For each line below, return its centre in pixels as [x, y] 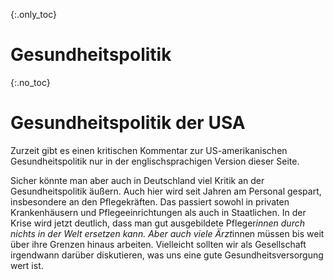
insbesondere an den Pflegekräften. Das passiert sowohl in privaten [150, 201]
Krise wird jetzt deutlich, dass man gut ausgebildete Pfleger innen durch [157, 223]
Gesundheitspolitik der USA [128, 123]
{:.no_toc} [30, 82]
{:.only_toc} [33, 14]
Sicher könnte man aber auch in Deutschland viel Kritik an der [137, 180]
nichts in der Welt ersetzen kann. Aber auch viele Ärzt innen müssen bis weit [167, 233]
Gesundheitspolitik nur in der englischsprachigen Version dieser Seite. [155, 161]
